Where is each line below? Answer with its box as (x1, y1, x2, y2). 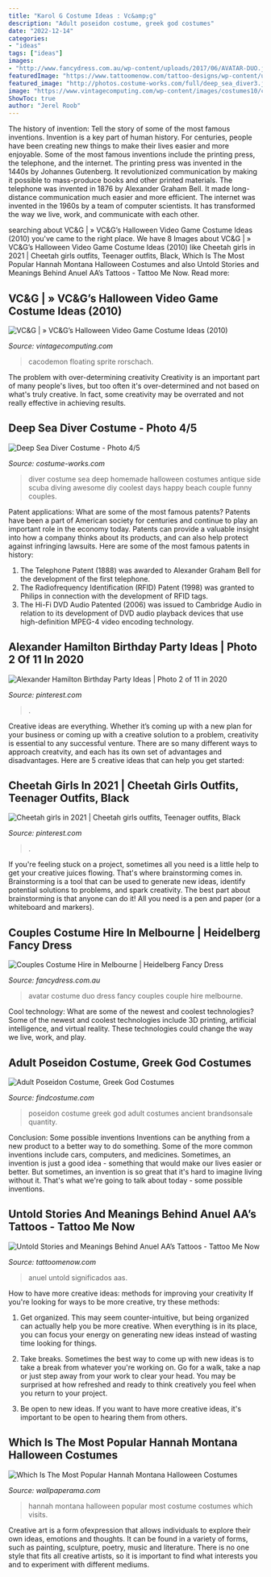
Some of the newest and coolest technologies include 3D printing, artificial (8, 1016, 256, 1025)
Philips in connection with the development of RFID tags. (19, 590, 208, 601)
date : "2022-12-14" (8, 27, 74, 35)
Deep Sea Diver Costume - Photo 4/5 (8, 421, 198, 436)
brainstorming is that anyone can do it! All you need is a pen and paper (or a (8, 894, 261, 903)
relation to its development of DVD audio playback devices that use (19, 608, 244, 618)
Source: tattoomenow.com (8, 1257, 97, 1266)
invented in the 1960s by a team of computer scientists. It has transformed (8, 201, 256, 211)
